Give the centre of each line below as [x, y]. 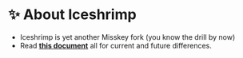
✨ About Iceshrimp [73, 15]
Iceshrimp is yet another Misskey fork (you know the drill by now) [127, 37]
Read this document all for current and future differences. [116, 45]
